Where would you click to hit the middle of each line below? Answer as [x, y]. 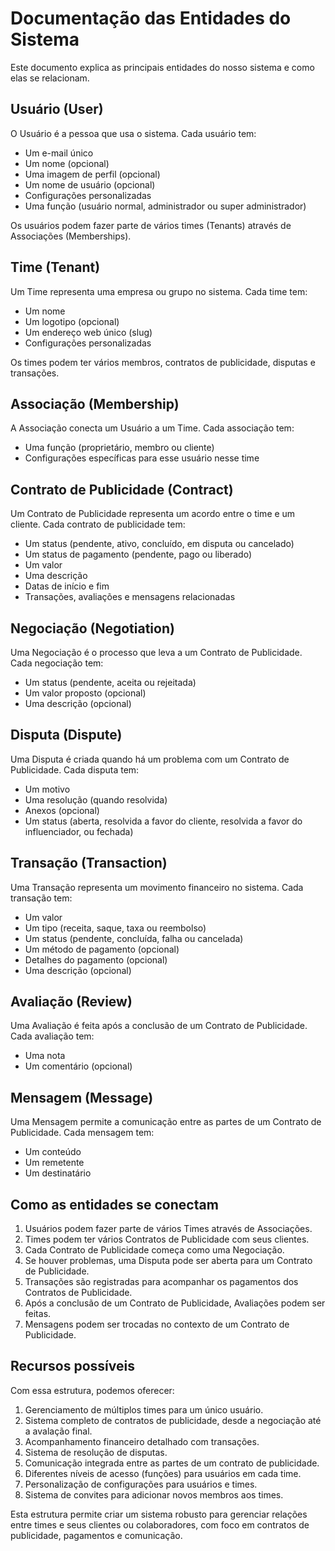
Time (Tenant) [55, 267]
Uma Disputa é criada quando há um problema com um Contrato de [150, 759]
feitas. [38, 1314]
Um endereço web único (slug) [88, 332]
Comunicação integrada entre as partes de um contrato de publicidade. [172, 1463]
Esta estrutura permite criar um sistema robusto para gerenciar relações [159, 1514]
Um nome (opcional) [67, 163]
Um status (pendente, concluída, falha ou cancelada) [134, 938]
